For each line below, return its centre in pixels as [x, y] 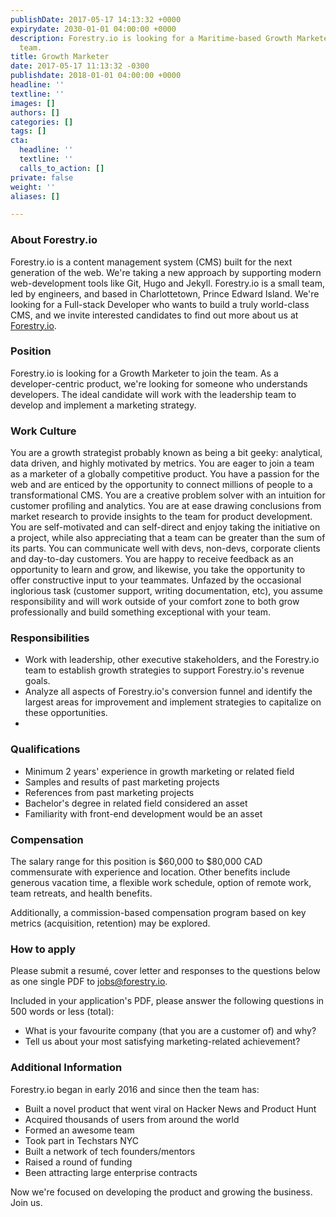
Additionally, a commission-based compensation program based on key [158, 913]
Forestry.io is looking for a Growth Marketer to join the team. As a [144, 373]
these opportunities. [66, 713]
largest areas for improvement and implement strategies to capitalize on [173, 702]
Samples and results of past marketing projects [122, 782]
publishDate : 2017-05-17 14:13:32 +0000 [96, 19]
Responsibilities [50, 638]
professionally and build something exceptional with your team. [141, 612]
